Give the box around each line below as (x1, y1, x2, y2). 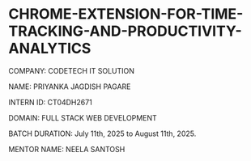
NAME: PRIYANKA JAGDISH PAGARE (8, 82, 131, 91)
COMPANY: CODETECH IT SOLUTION (8, 66, 135, 75)
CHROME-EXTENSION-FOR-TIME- (8, 5, 244, 23)
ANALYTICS (8, 40, 91, 57)
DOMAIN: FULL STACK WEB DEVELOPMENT (8, 112, 158, 122)
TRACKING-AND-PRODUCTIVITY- (8, 22, 243, 40)
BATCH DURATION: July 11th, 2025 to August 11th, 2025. (8, 129, 197, 138)
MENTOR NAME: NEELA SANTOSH (8, 144, 125, 154)
